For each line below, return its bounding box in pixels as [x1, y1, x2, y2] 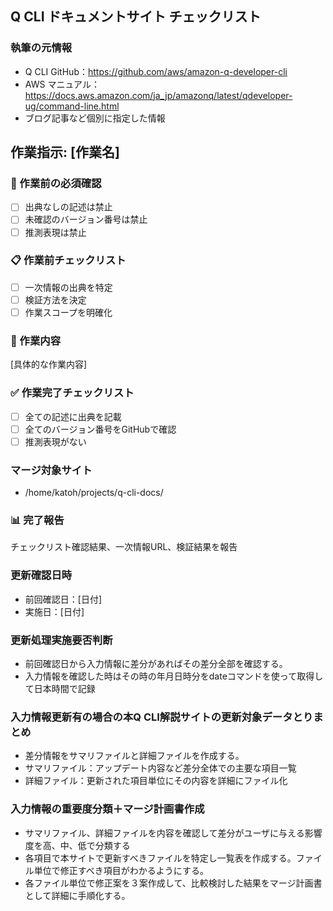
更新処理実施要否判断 [10, 633, 113, 647]
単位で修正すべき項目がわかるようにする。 [33, 864, 209, 876]
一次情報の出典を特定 [24, 281, 113, 293]
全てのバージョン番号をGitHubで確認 [24, 423, 177, 435]
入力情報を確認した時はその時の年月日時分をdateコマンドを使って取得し [24, 670, 324, 682]
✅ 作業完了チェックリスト [10, 386, 135, 400]
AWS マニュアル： [24, 78, 100, 90]
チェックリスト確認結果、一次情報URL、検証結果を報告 [10, 541, 238, 553]
